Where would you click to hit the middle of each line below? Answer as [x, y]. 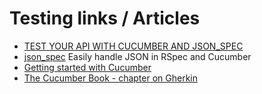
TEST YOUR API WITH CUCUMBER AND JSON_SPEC [133, 46]
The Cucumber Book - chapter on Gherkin [110, 78]
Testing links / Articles [105, 18]
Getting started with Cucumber [87, 67]
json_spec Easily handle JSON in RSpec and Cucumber [137, 56]
